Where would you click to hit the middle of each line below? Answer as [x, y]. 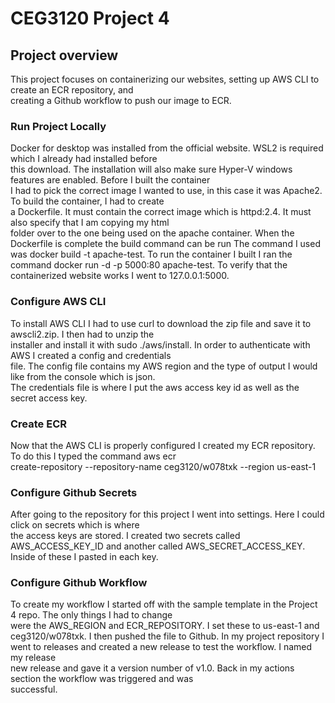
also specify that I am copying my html [90, 223]
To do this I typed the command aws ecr [93, 456]
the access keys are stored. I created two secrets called [125, 536]
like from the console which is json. [83, 376]
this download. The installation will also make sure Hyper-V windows [151, 169]
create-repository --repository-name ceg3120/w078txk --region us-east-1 [163, 466]
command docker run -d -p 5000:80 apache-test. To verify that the [149, 265]
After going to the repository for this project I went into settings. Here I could [167, 514]
